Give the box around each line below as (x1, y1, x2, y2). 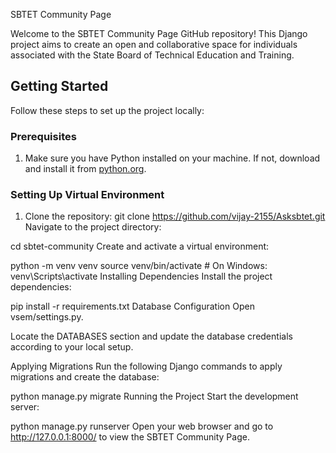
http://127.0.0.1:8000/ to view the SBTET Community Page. (10, 431, 250, 443)
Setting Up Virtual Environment (10, 188, 165, 202)
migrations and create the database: (10, 371, 160, 383)
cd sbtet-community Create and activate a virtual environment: (10, 240, 270, 253)
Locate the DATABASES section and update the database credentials (10, 330, 293, 343)
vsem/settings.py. (10, 311, 84, 323)
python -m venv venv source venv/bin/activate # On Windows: (10, 260, 268, 272)
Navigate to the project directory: (24, 221, 162, 233)
